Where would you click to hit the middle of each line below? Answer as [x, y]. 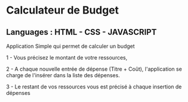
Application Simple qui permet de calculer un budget [71, 46]
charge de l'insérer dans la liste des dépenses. [63, 75]
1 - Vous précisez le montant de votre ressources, [67, 57]
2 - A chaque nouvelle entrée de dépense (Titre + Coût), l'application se [94, 69]
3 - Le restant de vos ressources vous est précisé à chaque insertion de [94, 87]
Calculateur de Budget [63, 10]
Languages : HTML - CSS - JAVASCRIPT [82, 32]
